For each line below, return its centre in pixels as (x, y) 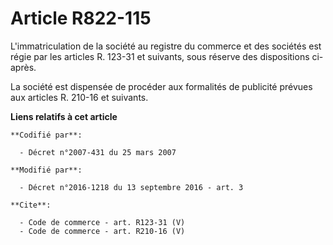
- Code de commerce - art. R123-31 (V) (102, 222)
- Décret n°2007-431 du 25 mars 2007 (98, 152)
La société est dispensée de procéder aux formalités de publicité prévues (161, 86)
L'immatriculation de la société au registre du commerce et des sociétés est (166, 46)
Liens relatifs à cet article (64, 116)
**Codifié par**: (46, 135)
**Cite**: (31, 205)
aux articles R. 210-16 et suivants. (79, 97)
